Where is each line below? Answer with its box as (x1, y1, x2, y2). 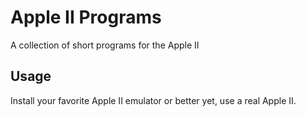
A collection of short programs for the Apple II (10, 39, 200, 51)
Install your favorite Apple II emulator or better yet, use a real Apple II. (10, 94, 297, 106)
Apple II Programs (10, 6, 162, 29)
